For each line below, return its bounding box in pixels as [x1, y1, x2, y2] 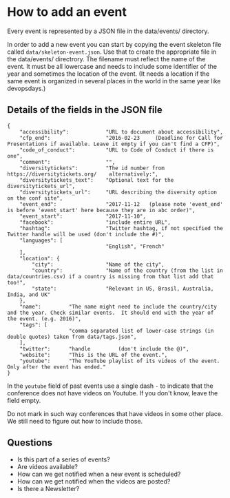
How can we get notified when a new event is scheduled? [17, 470, 181, 478]
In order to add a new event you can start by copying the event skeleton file [7, 40, 222, 48]
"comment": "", [19, 158, 116, 165]
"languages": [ [19, 237, 63, 244]
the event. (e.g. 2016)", [7, 315, 81, 322]
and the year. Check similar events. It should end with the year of [7, 309, 214, 316]
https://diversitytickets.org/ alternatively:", [7, 170, 158, 178]
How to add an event [7, 4, 127, 20]
